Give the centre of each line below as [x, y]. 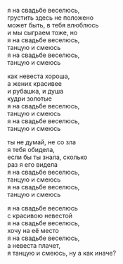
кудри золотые [30, 99]
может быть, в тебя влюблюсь [53, 25]
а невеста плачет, [34, 245]
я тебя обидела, [31, 150]
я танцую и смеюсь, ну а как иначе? [62, 253]
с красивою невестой [40, 215]
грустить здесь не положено [50, 18]
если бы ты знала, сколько [47, 157]
